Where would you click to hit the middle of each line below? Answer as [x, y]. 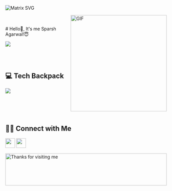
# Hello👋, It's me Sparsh [31, 29]
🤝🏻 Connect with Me [38, 129]
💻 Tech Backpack [35, 76]
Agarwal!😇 [17, 34]
